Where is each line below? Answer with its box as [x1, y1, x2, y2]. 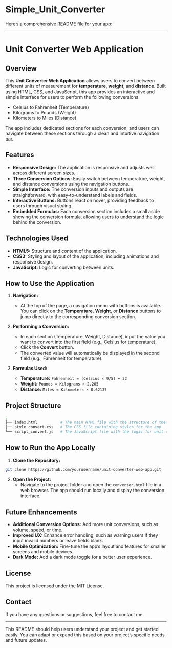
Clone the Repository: [12, 457, 60, 463]
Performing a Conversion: [12, 323, 69, 330]
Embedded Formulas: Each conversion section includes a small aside [12, 208, 160, 214]
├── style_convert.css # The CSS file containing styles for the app [5, 424, 161, 429]
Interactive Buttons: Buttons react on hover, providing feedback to [12, 197, 154, 203]
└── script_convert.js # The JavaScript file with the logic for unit [5, 429, 164, 434]
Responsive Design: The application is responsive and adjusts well [12, 164, 155, 170]
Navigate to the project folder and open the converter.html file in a [20, 482, 161, 488]
